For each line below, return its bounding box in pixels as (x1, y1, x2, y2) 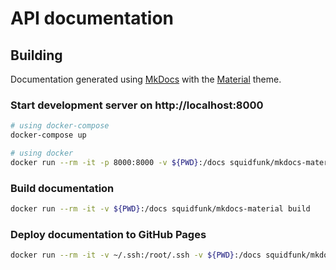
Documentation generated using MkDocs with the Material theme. (10, 73, 282, 85)
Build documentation (10, 181, 115, 195)
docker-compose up (10, 130, 87, 141)
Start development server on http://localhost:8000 (10, 98, 264, 112)
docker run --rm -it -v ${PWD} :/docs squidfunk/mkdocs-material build (10, 204, 311, 214)
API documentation (10, 7, 175, 30)
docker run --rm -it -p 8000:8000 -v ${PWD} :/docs (10, 157, 226, 167)
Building (10, 47, 63, 64)
